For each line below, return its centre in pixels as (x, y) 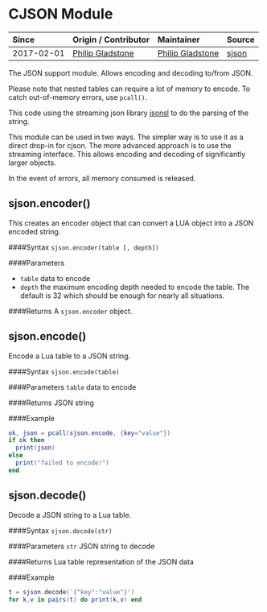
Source (240, 39)
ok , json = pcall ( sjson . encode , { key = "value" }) (90, 433)
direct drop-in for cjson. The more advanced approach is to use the (120, 145)
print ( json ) (36, 448)
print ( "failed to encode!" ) (63, 463)
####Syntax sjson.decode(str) (60, 530)
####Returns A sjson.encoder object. (70, 311)
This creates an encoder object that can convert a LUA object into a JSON (131, 223)
